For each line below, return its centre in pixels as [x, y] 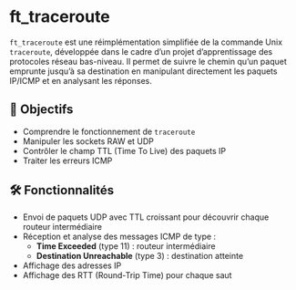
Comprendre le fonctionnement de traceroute [109, 131]
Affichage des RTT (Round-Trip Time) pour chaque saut [127, 274]
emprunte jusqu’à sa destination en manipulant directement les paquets [143, 71]
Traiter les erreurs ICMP [67, 161]
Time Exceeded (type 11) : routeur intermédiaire [126, 246]
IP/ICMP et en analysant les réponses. [81, 80]
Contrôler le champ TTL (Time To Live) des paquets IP [124, 150]
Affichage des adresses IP [72, 265]
